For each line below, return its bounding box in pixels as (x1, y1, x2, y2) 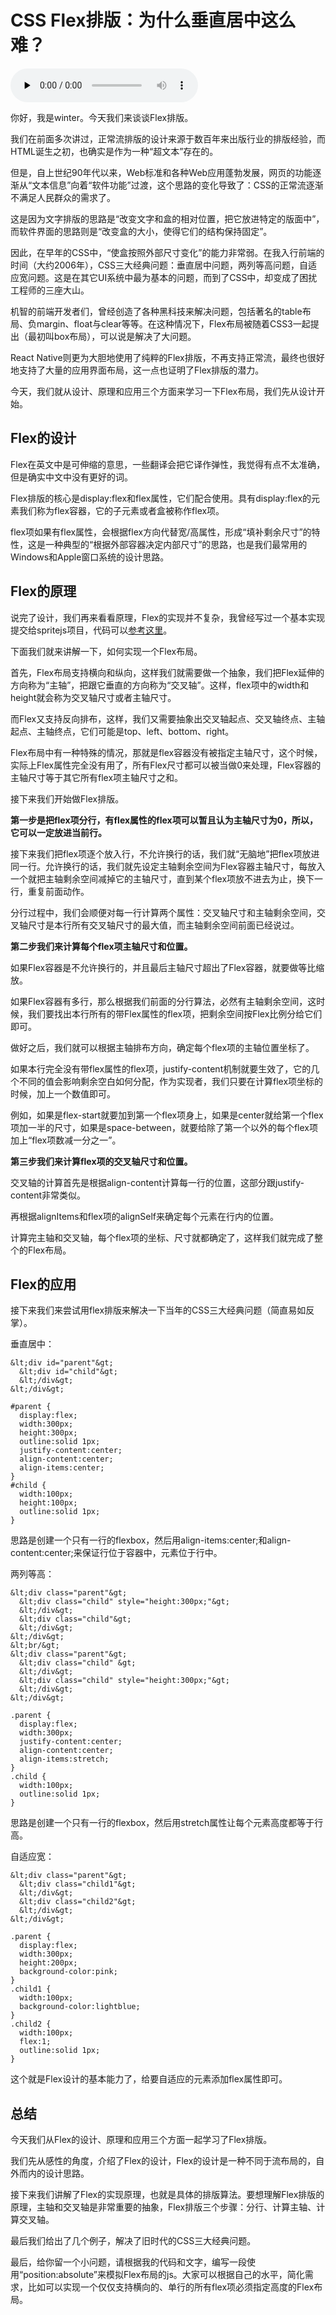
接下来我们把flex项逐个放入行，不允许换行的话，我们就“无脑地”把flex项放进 (10, 847, 320, 860)
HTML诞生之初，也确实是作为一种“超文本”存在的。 (10, 145, 219, 157)
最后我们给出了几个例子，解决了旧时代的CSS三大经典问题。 (10, 2235, 257, 2247)
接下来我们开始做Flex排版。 (10, 792, 125, 805)
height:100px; (19, 1498, 78, 1508)
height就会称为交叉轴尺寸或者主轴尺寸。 (10, 691, 177, 703)
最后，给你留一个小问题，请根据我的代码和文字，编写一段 (10, 2256, 247, 2268)
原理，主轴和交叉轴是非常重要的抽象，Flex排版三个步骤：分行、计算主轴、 (10, 2201, 317, 2213)
